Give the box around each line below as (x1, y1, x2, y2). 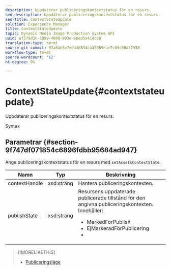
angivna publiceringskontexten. (78, 201, 154, 208)
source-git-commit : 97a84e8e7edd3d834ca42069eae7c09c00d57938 (5, 45, 140, 50)
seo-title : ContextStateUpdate (5, 17, 72, 22)
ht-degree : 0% (5, 59, 36, 64)
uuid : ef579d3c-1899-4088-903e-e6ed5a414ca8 (5, 36, 101, 41)
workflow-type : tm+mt (5, 50, 51, 55)
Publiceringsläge (25, 259, 61, 265)
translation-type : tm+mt (5, 41, 58, 46)
